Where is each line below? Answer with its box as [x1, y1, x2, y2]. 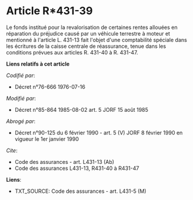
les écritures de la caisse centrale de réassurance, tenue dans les [6, 43, 166, 50]
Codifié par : [6, 72, 36, 79]
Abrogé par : [6, 117, 36, 125]
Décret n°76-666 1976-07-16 [14, 83, 86, 90]
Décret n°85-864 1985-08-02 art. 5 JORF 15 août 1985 [14, 106, 149, 113]
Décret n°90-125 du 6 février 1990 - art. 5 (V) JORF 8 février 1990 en [14, 129, 183, 136]
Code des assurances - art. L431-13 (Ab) [14, 158, 114, 165]
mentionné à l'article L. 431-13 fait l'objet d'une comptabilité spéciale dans [6, 36, 188, 43]
